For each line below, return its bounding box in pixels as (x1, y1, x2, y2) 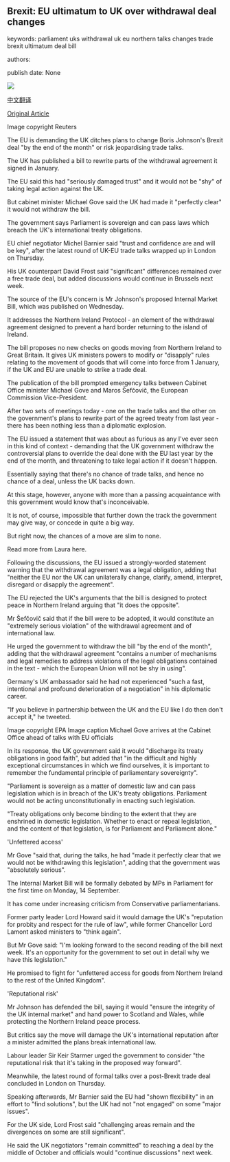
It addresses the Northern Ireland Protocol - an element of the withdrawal (7, 316, 215, 324)
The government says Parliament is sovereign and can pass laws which (7, 218, 209, 226)
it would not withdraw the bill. (7, 205, 91, 213)
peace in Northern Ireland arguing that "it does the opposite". (7, 601, 181, 609)
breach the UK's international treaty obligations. (7, 226, 143, 234)
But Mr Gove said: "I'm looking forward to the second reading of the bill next (7, 941, 223, 949)
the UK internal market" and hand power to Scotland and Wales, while (7, 1010, 205, 1018)
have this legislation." (7, 955, 67, 963)
